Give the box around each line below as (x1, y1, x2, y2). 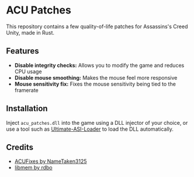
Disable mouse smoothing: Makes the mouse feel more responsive (14, 74, 178, 81)
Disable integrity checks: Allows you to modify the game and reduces (14, 62, 185, 69)
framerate (14, 86, 39, 94)
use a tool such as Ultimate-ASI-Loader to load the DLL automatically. (6, 125, 174, 132)
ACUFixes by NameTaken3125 (14, 158, 87, 165)
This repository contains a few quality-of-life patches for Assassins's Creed (6, 23, 188, 30)
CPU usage (14, 68, 42, 75)
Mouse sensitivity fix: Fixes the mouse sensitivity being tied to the (14, 80, 176, 87)
